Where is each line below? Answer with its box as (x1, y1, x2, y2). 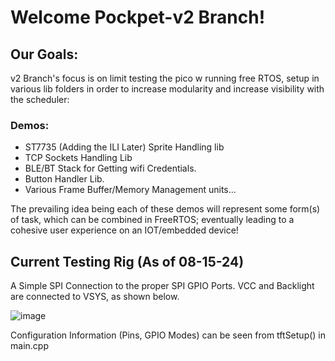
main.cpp (10, 340, 49, 352)
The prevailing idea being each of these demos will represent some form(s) (10, 203, 321, 215)
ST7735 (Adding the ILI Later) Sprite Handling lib (24, 141, 225, 153)
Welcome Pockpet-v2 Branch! (10, 6, 266, 29)
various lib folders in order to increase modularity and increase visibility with (10, 83, 325, 95)
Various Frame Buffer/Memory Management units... (24, 184, 237, 196)
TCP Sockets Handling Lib (24, 152, 133, 164)
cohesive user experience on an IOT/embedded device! (10, 224, 239, 236)
